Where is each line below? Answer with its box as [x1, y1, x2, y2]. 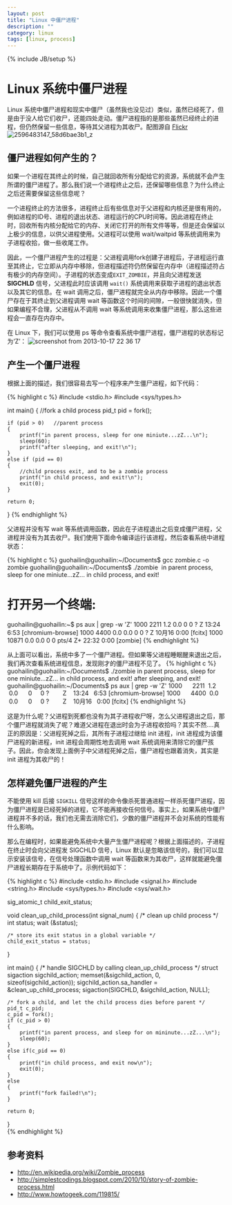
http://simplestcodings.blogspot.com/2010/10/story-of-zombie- [17, 1175, 198, 1184]
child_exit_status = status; [7, 938, 91, 945]
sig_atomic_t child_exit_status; [7, 898, 93, 906]
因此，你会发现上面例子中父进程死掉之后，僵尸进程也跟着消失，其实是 [19, 746, 219, 755]
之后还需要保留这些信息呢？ [7, 189, 86, 197]
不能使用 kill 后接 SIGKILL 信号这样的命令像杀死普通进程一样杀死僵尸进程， [7, 797, 219, 805]
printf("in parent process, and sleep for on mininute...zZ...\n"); [19, 1029, 221, 1036]
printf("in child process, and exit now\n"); [19, 1060, 153, 1067]
